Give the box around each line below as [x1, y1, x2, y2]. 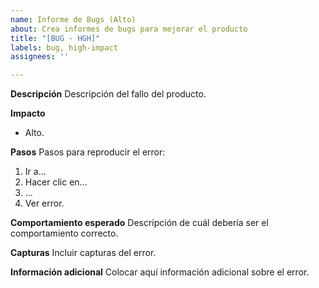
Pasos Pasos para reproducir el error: [10, 146, 166, 158]
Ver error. [24, 197, 65, 210]
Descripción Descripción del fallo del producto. [10, 88, 207, 100]
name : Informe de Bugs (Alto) [10, 14, 137, 25]
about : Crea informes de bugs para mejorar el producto [10, 24, 248, 34]
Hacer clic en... [24, 176, 88, 188]
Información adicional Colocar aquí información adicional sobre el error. [10, 266, 310, 278]
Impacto [10, 107, 46, 120]
